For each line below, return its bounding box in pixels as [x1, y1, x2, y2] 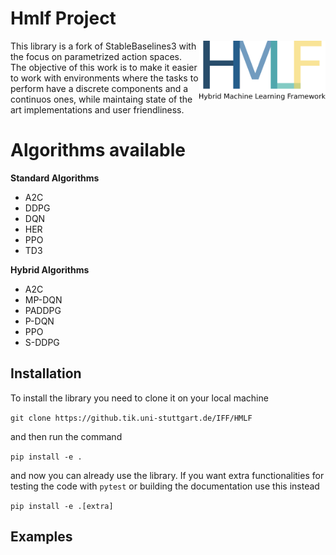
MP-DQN [24, 293, 63, 306]
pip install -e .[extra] [10, 501, 114, 511]
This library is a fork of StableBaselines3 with [10, 40, 197, 52]
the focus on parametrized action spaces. [10, 50, 183, 62]
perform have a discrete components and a [10, 82, 189, 94]
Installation [10, 365, 82, 382]
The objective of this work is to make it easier [10, 61, 198, 73]
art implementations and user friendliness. [10, 103, 185, 116]
